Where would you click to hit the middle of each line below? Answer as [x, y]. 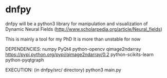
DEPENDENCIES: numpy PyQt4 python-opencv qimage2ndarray [73, 49]
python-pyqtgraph [25, 60]
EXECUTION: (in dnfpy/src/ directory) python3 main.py [63, 70]
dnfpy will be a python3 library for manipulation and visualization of [77, 24]
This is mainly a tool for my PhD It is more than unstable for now [73, 39]
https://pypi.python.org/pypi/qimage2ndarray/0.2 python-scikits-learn [80, 54]
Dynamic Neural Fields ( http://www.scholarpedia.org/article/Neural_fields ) [84, 29]
